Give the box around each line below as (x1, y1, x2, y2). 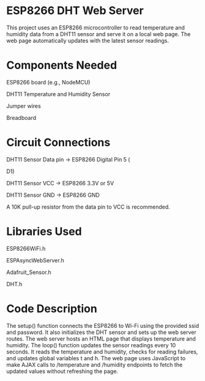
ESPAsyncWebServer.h (6, 256, 64, 264)
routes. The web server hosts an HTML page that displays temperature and (6, 335, 196, 342)
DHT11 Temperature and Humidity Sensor (6, 90, 111, 98)
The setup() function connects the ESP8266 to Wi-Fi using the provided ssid (6, 322, 199, 329)
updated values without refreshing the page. (6, 368, 118, 375)
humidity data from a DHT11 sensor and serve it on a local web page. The (6, 30, 191, 37)
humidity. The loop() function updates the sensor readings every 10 (6, 341, 176, 349)
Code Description (6, 301, 98, 316)
